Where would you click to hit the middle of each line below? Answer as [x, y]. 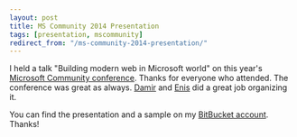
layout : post [34, 18]
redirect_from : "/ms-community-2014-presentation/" [108, 43]
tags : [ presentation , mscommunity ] [76, 34]
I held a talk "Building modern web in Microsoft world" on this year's [136, 68]
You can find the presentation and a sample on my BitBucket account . [139, 114]
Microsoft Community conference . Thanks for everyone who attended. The [149, 78]
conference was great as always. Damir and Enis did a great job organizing [148, 87]
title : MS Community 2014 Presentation [84, 26]
